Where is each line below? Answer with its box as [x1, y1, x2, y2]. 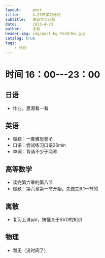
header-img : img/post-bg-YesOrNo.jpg [5, 31, 85, 36]
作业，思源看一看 [12, 105, 49, 111]
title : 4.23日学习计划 [5, 12, 61, 17]
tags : [5, 41, 17, 46]
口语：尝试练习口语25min [12, 142, 66, 148]
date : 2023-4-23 [5, 21, 53, 27]
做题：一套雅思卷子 [12, 136, 53, 142]
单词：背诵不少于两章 [12, 149, 57, 155]
